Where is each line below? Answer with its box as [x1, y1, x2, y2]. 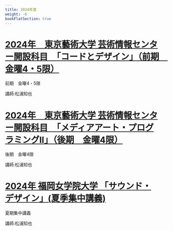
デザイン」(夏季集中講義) [5, 193, 106, 204]
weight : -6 [5, 12, 27, 17]
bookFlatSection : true [5, 16, 51, 21]
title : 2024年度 [5, 7, 37, 12]
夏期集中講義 [5, 210, 31, 216]
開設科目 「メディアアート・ [14, 122, 129, 133]
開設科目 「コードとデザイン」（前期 [14, 51, 160, 62]
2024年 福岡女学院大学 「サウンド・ [5, 181, 151, 192]
